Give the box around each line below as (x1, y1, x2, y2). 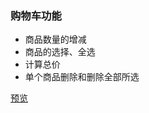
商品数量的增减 (24, 33, 87, 46)
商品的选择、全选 (24, 46, 96, 58)
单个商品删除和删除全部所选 (24, 71, 140, 83)
